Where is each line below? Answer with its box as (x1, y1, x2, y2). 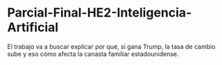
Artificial (7, 19, 59, 35)
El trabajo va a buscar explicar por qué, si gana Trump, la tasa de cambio (7, 42, 216, 50)
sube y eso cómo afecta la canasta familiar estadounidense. (7, 50, 179, 58)
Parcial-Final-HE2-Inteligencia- (7, 5, 192, 21)
